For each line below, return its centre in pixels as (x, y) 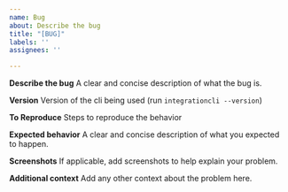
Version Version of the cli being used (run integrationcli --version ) (136, 100)
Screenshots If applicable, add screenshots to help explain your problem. (144, 161)
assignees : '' (35, 50)
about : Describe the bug (55, 26)
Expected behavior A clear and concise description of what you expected (144, 134)
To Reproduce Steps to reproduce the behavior (96, 118)
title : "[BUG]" (37, 34)
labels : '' (29, 42)
